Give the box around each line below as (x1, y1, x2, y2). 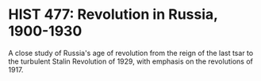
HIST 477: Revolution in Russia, (8, 6, 218, 24)
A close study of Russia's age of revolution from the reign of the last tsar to (8, 48, 254, 57)
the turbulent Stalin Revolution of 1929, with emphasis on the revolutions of (8, 57, 254, 66)
